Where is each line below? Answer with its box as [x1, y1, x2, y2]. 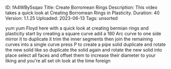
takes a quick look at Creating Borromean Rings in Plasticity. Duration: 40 [5, 10, 160, 16]
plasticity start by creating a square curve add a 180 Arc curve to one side [5, 31, 161, 36]
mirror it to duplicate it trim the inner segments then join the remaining [5, 36, 153, 42]
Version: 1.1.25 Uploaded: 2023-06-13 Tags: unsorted [5, 15, 118, 21]
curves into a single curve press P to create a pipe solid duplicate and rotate [5, 41, 166, 48]
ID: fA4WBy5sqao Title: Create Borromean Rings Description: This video [5, 5, 158, 10]
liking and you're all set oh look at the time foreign [5, 58, 111, 63]
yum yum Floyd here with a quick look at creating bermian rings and [5, 25, 149, 31]
